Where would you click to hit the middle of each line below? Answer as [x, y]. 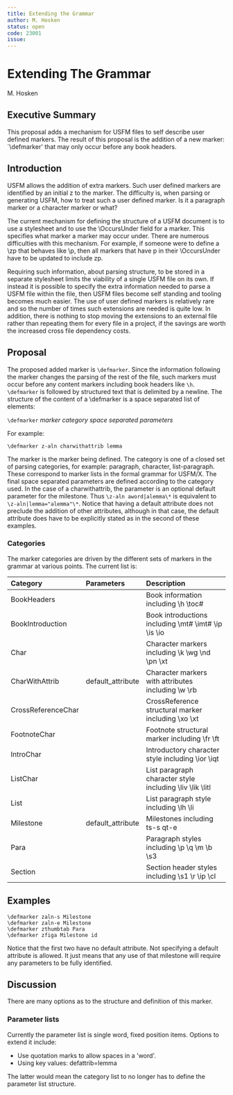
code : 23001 [24, 33]
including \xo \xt [172, 718]
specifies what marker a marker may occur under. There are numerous [108, 236]
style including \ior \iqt [183, 758]
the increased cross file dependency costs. [69, 331]
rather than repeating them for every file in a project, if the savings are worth [116, 323]
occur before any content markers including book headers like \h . [101, 384]
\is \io [155, 632]
